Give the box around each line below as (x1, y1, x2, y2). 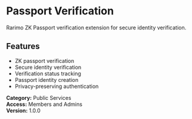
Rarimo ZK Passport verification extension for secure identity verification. (6, 24, 187, 31)
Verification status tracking (14, 70, 82, 77)
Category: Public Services (6, 94, 72, 101)
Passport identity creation (14, 76, 79, 83)
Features (6, 41, 40, 51)
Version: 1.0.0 (6, 106, 41, 114)
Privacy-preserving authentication (14, 83, 99, 90)
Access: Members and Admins (6, 100, 82, 108)
